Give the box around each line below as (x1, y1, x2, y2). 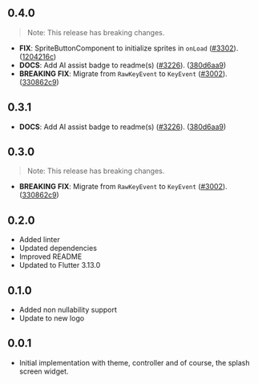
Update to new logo (18, 313, 85, 323)
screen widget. (18, 366, 69, 376)
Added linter (18, 235, 61, 245)
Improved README (18, 252, 83, 261)
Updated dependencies (18, 244, 98, 253)
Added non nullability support (18, 305, 118, 315)
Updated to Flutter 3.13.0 (18, 261, 101, 270)
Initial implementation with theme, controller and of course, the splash (18, 358, 250, 367)
